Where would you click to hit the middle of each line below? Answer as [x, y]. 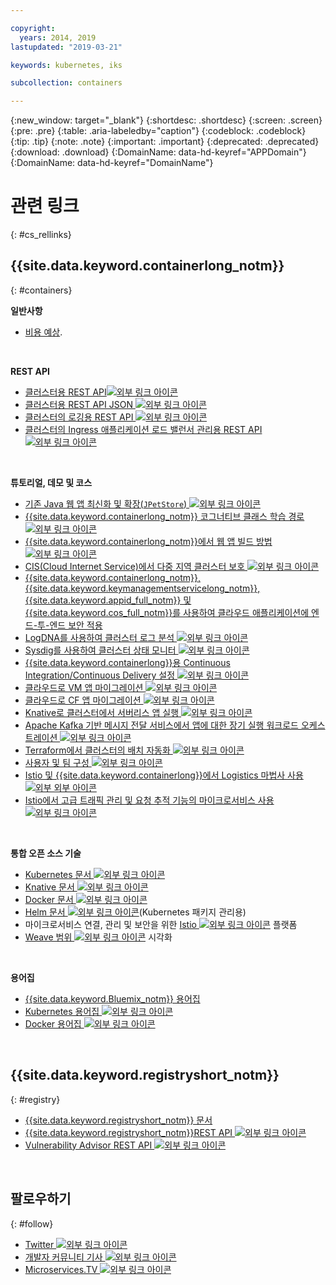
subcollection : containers [66, 83]
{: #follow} [32, 1223]
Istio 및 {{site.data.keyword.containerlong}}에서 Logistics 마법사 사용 [164, 775]
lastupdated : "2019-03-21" [66, 47]
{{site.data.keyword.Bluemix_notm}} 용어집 [112, 998]
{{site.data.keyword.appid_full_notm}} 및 [108, 600]
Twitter [39, 1244]
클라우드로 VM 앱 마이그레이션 [84, 687]
